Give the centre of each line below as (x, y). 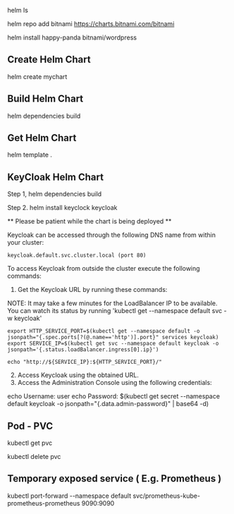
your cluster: (26, 243)
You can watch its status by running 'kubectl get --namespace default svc (115, 311)
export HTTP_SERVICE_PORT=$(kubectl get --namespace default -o (104, 331)
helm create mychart (37, 76)
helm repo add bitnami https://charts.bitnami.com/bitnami (91, 24)
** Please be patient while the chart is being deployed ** (90, 221)
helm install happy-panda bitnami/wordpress (72, 37)
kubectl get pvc (30, 443)
